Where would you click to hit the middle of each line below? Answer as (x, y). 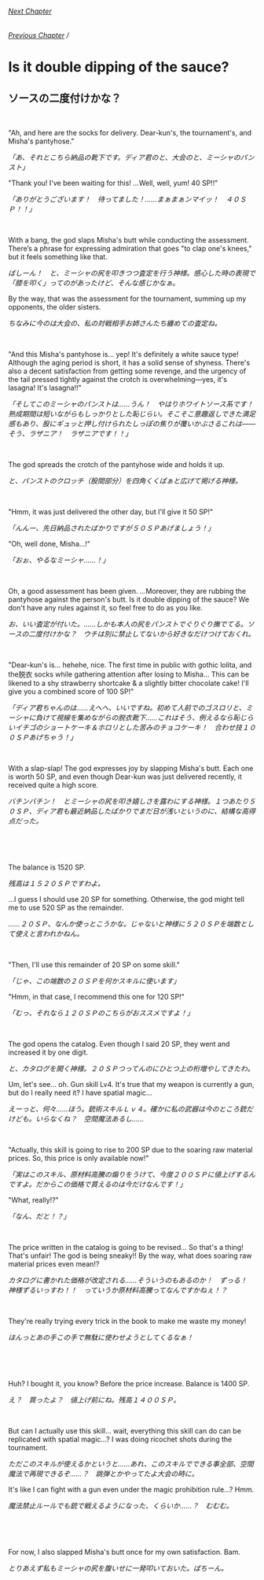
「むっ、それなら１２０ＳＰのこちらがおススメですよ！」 (101, 1013)
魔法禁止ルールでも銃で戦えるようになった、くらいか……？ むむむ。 (121, 1506)
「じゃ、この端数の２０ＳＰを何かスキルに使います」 (94, 981)
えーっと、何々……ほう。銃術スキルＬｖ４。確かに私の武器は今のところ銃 (127, 1109)
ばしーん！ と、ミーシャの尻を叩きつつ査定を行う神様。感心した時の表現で (132, 273)
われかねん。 (63, 934)
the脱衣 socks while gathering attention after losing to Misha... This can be (129, 674)
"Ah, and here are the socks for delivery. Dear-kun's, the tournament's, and (130, 133)
